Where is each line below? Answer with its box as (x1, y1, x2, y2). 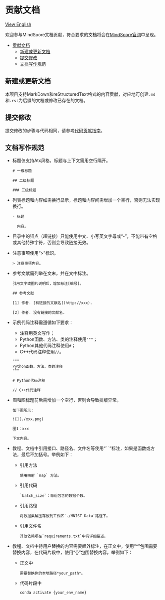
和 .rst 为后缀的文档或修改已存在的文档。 (5, 97, 88, 103)
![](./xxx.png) (12, 417, 44, 422)
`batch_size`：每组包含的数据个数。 (19, 493, 88, 498)
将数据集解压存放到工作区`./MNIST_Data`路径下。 (19, 514, 110, 519)
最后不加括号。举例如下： (21, 451, 73, 457)
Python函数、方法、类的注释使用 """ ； (19, 336, 98, 342)
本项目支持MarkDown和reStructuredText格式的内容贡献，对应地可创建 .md (5, 91, 156, 97)
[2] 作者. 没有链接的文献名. (12, 310, 65, 315)
